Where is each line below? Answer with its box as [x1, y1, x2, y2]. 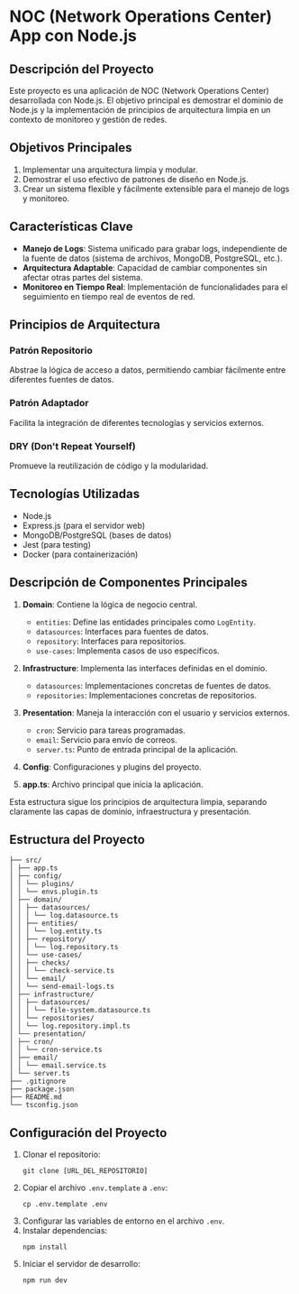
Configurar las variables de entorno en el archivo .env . [22, 1215, 225, 1226]
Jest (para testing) [22, 539, 92, 550]
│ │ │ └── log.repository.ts [9, 943, 119, 952]
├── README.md [9, 1093, 63, 1102]
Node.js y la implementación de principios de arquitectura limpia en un [9, 105, 271, 115]
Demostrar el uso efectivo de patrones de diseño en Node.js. [22, 173, 249, 184]
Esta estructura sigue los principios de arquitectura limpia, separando [9, 796, 267, 807]
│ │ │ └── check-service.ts [9, 966, 115, 975]
